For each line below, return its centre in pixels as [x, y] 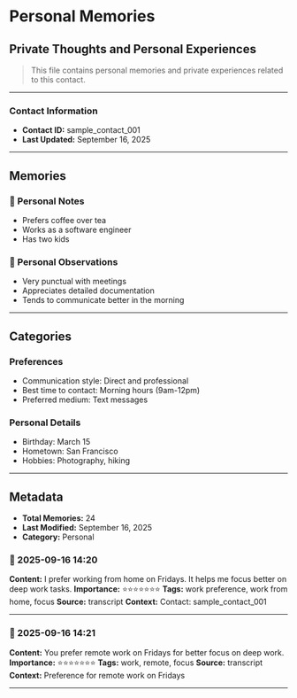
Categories [41, 336]
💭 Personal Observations [64, 261]
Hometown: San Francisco [70, 451]
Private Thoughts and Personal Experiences [133, 49]
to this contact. [58, 80]
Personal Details [45, 423]
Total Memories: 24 [58, 518]
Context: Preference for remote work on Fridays [97, 675]
